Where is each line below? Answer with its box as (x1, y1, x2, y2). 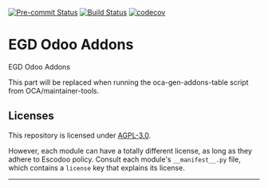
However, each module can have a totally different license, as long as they (8, 146, 253, 155)
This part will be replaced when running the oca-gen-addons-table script (8, 77, 249, 87)
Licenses (8, 109, 54, 123)
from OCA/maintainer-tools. (8, 86, 100, 95)
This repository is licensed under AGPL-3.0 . (8, 130, 152, 140)
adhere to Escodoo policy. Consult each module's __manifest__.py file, (8, 154, 241, 164)
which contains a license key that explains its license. (8, 162, 185, 172)
